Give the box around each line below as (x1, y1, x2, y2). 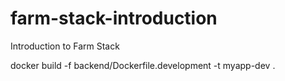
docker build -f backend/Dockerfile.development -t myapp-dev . (10, 59, 276, 71)
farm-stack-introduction (10, 7, 218, 30)
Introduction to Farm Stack (10, 40, 120, 52)
